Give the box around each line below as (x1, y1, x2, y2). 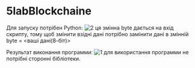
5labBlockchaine (6, 4, 92, 18)
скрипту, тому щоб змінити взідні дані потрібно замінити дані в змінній (6, 30, 189, 37)
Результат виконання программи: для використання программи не (6, 48, 189, 55)
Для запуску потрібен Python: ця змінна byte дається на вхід (6, 24, 174, 31)
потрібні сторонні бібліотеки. (6, 55, 81, 62)
